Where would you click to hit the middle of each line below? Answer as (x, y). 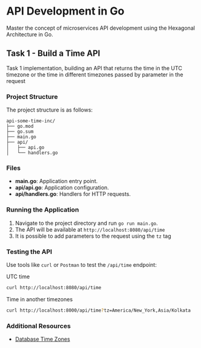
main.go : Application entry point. (56, 181)
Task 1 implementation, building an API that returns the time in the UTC (94, 68)
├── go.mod (20, 126)
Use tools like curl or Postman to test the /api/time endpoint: (82, 264)
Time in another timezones (40, 299)
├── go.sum (20, 132)
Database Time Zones (43, 339)
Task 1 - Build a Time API (53, 54)
